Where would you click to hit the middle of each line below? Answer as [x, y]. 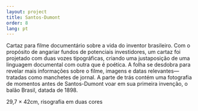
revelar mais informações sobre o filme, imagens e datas [76, 71]
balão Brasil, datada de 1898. [42, 90]
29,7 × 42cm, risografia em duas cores [54, 102]
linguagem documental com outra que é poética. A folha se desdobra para [98, 65]
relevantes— [163, 71]
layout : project [26, 12]
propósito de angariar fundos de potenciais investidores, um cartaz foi [93, 52]
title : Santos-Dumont [33, 17]
